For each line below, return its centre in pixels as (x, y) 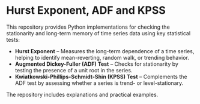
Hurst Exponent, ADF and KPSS (86, 10)
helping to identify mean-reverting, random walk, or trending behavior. (102, 57)
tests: (13, 39)
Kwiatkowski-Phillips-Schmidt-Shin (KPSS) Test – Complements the (101, 77)
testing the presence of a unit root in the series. (74, 70)
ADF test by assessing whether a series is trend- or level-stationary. (99, 83)
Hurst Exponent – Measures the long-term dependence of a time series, (105, 51)
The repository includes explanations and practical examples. (82, 94)
